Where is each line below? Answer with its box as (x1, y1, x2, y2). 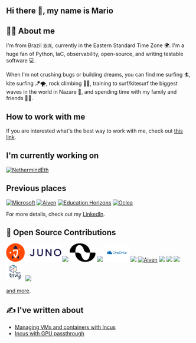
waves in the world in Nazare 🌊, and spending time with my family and (6, 88, 177, 95)
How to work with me (6, 111, 86, 121)
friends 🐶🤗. (6, 95, 34, 102)
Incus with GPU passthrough (14, 330, 84, 337)
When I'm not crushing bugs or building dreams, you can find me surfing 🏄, (6, 71, 191, 78)
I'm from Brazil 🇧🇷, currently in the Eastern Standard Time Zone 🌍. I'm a (6, 42, 185, 49)
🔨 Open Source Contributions (6, 227, 116, 238)
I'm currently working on (6, 151, 99, 161)
